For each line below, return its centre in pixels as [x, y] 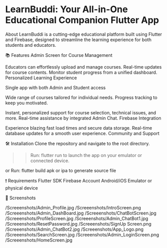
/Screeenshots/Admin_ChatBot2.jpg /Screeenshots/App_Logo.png [74, 229]
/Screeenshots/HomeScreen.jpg [39, 240]
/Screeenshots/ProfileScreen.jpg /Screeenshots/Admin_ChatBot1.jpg [77, 218]
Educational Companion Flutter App [82, 20]
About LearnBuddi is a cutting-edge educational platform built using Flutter [84, 34]
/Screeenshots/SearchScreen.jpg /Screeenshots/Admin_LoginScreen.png [82, 234]
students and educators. [31, 45]
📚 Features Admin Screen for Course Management [59, 55]
